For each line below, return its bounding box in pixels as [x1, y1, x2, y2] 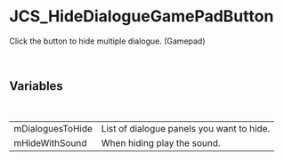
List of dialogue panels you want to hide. [101, 122, 271, 134]
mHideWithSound [13, 136, 87, 149]
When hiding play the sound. [101, 136, 221, 149]
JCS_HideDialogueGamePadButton [9, 6, 274, 27]
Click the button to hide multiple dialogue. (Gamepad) [9, 36, 207, 46]
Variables [9, 78, 64, 94]
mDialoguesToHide [13, 122, 93, 134]
